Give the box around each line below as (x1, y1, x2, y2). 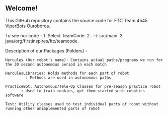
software (5, 93, 24, 98)
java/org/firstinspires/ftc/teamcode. (5, 38, 79, 44)
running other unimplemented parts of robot (5, 106, 100, 111)
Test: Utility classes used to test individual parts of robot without (5, 101, 158, 106)
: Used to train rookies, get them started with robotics (21, 88, 145, 93)
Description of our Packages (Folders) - (5, 47, 88, 53)
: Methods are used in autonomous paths (25, 75, 112, 80)
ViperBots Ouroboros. (5, 23, 50, 29)
